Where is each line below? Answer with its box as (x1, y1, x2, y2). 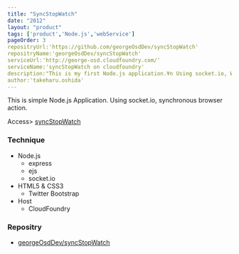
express (28, 159, 52, 167)
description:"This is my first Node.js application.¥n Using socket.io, (7, 70, 228, 77)
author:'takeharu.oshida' (7, 76, 84, 84)
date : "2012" (7, 17, 46, 24)
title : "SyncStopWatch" (7, 10, 78, 18)
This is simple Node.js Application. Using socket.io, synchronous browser (7, 96, 223, 105)
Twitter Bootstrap (28, 189, 80, 198)
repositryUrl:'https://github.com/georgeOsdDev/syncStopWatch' (7, 43, 199, 51)
